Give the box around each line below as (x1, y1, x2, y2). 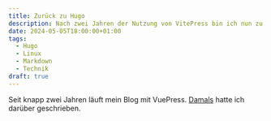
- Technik (15, 65, 49, 73)
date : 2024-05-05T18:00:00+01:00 (8, 27, 122, 35)
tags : (8, 34, 27, 43)
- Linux (15, 50, 42, 58)
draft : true (8, 72, 49, 80)
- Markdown (15, 58, 53, 66)
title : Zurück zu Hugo (8, 11, 85, 20)
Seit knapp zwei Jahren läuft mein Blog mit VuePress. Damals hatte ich (8, 94, 245, 104)
